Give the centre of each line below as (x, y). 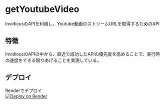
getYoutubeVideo (42, 9)
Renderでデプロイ (24, 90)
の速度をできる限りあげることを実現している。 (53, 60)
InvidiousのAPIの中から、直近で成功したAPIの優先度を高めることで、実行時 (82, 54)
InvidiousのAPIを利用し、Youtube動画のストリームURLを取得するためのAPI (82, 23)
